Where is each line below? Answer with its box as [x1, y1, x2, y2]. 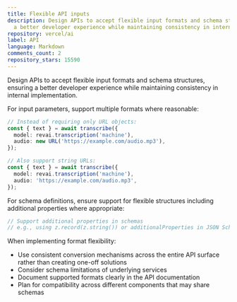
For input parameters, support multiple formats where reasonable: [7, 104, 199, 113]
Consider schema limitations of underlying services [17, 266, 167, 274]
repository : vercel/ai [7, 30, 74, 37]
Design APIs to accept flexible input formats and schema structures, [7, 76, 206, 84]
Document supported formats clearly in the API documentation [17, 273, 200, 281]
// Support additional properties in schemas [7, 217, 143, 225]
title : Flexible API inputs [7, 10, 90, 18]
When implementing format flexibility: [7, 237, 116, 245]
